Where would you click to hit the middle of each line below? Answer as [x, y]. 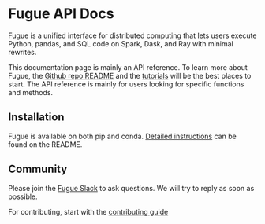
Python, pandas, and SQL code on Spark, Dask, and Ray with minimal [121, 43]
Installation [36, 118]
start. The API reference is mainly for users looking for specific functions [126, 84]
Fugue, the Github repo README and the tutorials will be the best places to [130, 75]
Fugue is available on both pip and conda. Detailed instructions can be [122, 136]
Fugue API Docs [61, 14]
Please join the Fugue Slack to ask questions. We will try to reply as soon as [131, 188]
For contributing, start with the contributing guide [88, 211]
